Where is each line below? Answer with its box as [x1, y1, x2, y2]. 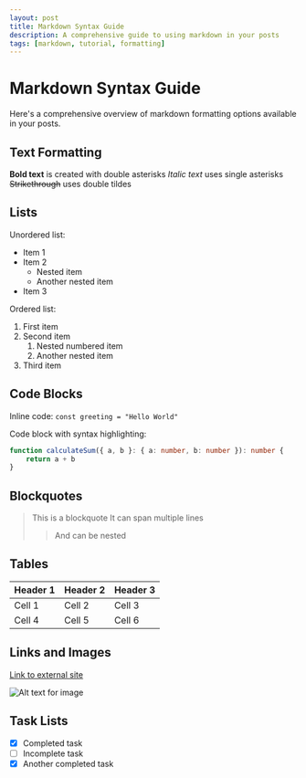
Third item [22, 360, 62, 371]
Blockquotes [9, 488, 83, 503]
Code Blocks [9, 386, 83, 402]
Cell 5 [63, 614, 90, 626]
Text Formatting [9, 144, 102, 160]
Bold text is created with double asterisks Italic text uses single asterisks [9, 169, 284, 179]
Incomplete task [22, 748, 84, 759]
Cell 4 [14, 614, 39, 626]
